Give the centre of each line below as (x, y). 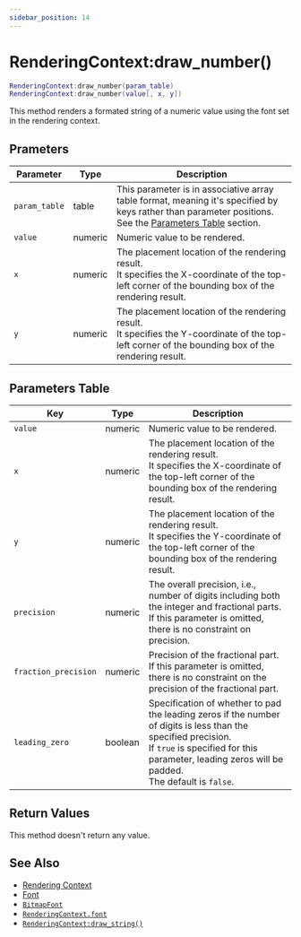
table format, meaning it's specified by (197, 201)
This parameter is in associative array (195, 189)
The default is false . (191, 781)
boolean (123, 742)
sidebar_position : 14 (50, 17)
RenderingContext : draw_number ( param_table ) (92, 86)
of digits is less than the (198, 725)
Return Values (50, 814)
